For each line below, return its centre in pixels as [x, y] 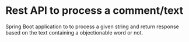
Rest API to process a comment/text [94, 11]
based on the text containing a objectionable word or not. [74, 32]
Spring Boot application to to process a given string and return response [92, 26]
